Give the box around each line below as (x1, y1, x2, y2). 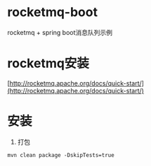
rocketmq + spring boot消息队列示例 (7, 28, 113, 36)
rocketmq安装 (7, 55, 90, 71)
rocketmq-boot (7, 4, 98, 20)
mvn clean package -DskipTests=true (7, 151, 114, 158)
